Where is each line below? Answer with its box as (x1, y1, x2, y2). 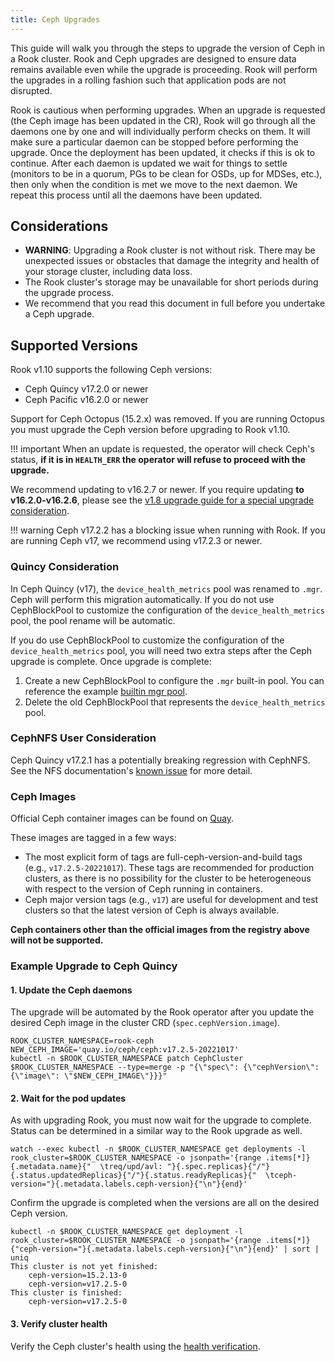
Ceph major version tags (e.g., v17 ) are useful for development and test (24, 894, 319, 906)
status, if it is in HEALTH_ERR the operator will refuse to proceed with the (10, 454, 307, 466)
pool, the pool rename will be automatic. (10, 614, 176, 626)
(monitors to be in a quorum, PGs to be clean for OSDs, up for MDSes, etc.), (10, 167, 323, 180)
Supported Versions (10, 337, 138, 354)
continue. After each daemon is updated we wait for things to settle (10, 157, 288, 169)
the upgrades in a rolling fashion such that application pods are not (10, 74, 287, 86)
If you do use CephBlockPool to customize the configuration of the (10, 634, 285, 646)
